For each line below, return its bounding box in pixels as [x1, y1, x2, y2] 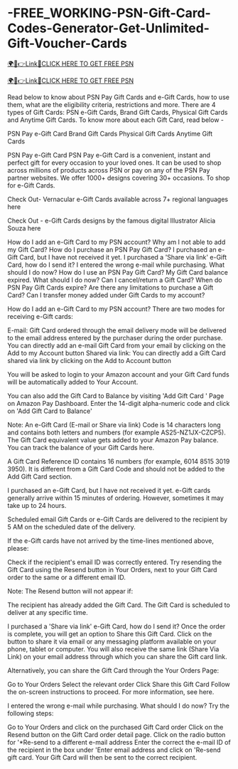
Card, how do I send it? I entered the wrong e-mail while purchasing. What [7, 260, 225, 269]
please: [7, 544, 29, 552]
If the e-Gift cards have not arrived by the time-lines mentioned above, [7, 536, 215, 545]
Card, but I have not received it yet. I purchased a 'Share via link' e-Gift [19, 253, 227, 261]
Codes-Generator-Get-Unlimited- [7, 20, 210, 36]
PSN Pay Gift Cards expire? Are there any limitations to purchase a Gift [7, 283, 214, 292]
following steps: [7, 708, 54, 718]
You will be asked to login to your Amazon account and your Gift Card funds [7, 370, 229, 379]
